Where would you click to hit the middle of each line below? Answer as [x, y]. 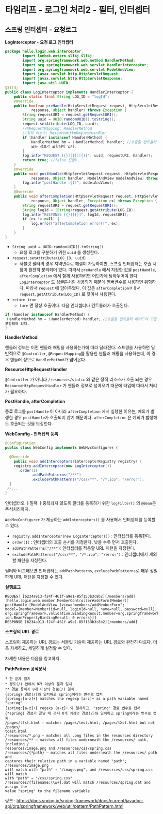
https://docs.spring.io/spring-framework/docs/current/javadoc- [80, 800]
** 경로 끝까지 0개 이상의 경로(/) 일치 [40, 689]
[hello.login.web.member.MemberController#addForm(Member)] [67, 601]
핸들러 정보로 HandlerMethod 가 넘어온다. [48, 360]
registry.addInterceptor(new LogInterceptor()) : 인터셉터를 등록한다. [81, 536]
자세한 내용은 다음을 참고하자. [33, 658]
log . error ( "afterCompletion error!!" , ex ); [75, 224]
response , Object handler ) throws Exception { [79, 110]
